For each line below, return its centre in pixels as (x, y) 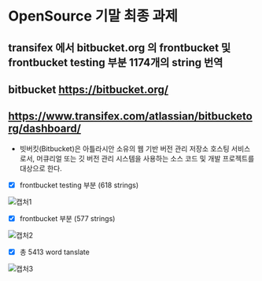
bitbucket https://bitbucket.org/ (89, 89)
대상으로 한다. (41, 168)
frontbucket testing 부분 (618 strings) (79, 185)
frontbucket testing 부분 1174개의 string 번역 (116, 63)
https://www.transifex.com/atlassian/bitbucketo (131, 116)
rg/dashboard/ (44, 129)
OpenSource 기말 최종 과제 (93, 16)
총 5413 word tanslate (55, 252)
